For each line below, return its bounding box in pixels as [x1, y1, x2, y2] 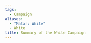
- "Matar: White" [9, 21, 46, 26]
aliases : [5, 16, 23, 21]
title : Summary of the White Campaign [5, 30, 86, 35]
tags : [5, 7, 16, 12]
